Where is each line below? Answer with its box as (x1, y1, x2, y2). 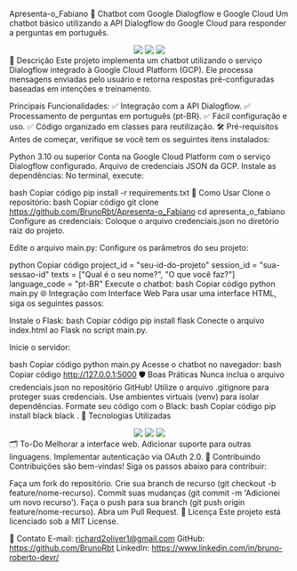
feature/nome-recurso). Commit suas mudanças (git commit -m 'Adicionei (9, 487, 280, 498)
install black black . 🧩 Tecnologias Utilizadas (9, 410, 172, 421)
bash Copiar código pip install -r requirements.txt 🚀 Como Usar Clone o (9, 188, 271, 197)
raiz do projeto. (9, 225, 65, 236)
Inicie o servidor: (9, 342, 71, 352)
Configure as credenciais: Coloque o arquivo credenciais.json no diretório (9, 216, 280, 226)
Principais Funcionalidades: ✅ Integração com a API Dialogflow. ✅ (9, 101, 252, 111)
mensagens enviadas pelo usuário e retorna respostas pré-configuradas (9, 74, 275, 84)
